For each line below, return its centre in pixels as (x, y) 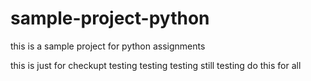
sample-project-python (110, 18)
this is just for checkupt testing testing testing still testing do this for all (156, 65)
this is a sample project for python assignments (108, 46)
